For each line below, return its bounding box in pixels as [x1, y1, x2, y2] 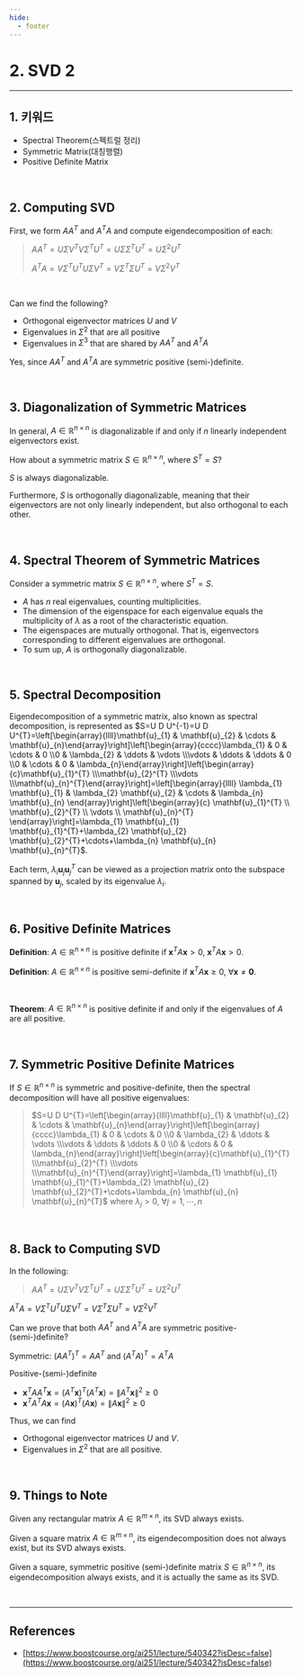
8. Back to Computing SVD [9, 1241, 161, 1257]
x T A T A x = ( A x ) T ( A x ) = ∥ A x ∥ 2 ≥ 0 [22, 1396, 146, 1409]
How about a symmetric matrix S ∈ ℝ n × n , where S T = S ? [9, 453, 222, 465]
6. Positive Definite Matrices [9, 922, 172, 937]
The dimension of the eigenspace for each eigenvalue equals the [22, 605, 263, 617]
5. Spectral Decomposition [9, 687, 162, 702]
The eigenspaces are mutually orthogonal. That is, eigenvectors [22, 625, 259, 636]
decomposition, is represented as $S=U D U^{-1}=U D [9, 721, 209, 732]
